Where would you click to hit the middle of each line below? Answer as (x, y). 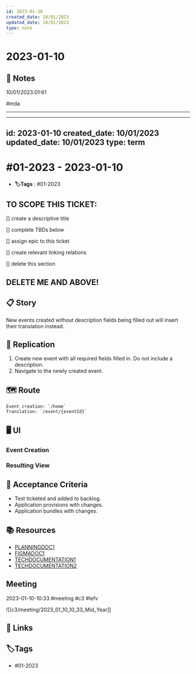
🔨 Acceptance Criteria (47, 484)
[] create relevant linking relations (46, 253)
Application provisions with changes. (59, 505)
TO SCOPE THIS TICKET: (52, 204)
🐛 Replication (31, 344)
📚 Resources (31, 530)
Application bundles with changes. (56, 511)
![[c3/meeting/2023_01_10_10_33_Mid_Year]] (59, 610)
